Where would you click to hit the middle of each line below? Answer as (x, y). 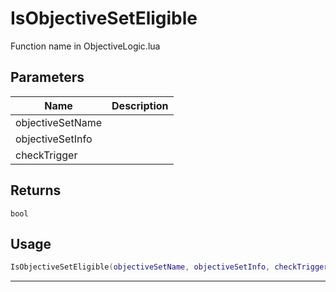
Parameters (47, 77)
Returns (36, 190)
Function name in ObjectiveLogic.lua (85, 46)
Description (140, 105)
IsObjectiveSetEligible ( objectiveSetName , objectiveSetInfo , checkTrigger (169, 267)
